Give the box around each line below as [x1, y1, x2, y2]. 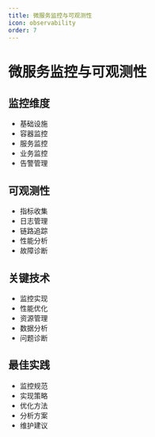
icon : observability [8, 19, 77, 27]
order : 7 [8, 26, 37, 34]
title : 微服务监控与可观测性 [8, 11, 93, 20]
